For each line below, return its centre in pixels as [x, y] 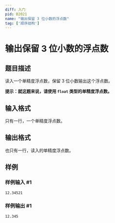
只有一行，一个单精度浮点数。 [35, 121]
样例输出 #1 [18, 206]
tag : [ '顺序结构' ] [22, 23]
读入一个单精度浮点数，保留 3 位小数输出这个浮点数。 [59, 81]
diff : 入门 [15, 10]
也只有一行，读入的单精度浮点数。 [39, 150]
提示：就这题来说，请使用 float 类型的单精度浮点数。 [58, 91]
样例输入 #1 [18, 182]
